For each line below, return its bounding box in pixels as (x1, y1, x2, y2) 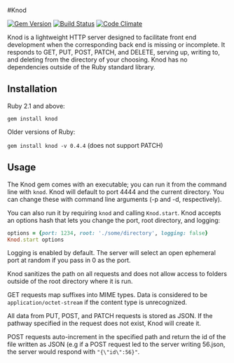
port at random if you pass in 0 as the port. (7, 256, 131, 265)
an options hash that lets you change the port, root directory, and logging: (7, 216, 221, 224)
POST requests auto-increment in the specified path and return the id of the (7, 333, 226, 341)
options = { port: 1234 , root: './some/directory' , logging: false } (7, 229, 209, 237)
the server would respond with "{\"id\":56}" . (7, 348, 140, 356)
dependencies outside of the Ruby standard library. (7, 63, 156, 71)
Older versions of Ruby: (7, 128, 76, 136)
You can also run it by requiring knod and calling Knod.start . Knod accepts (7, 208, 221, 217)
